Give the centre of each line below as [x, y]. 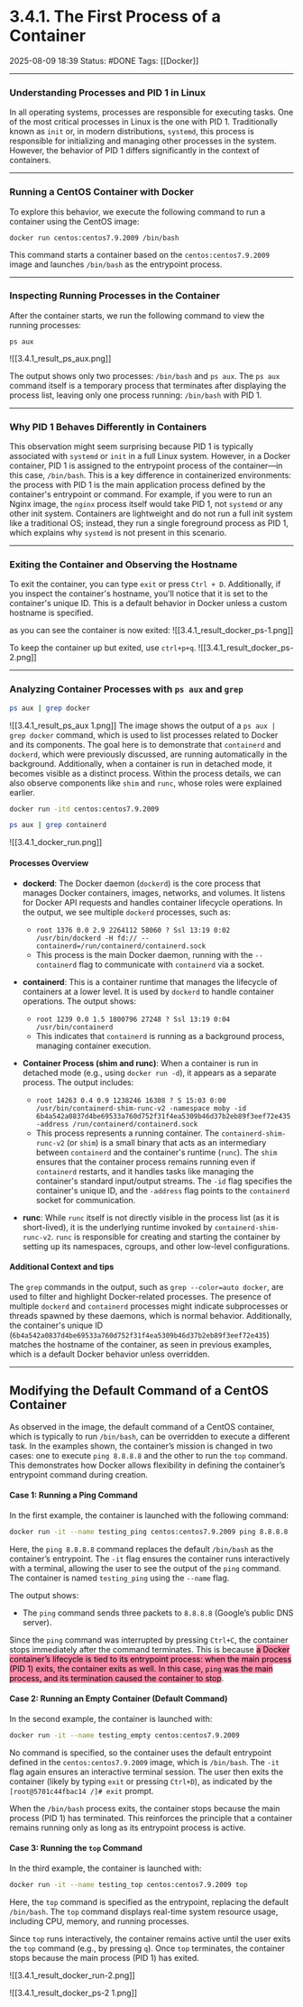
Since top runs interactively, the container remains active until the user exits [150, 1938]
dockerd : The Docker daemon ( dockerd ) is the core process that [142, 883]
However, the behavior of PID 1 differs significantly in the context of [134, 151]
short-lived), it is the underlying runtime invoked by [117, 1227]
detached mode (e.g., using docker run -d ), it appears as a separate [149, 1073]
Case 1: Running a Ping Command [73, 1496]
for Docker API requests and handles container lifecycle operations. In [152, 902]
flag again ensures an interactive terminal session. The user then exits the [147, 1772]
